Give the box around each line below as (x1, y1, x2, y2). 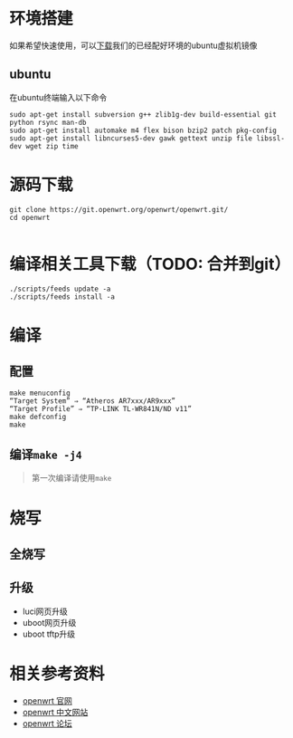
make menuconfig (9, 388, 71, 398)
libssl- (256, 133, 285, 143)
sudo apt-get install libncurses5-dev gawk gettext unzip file (9, 133, 253, 143)
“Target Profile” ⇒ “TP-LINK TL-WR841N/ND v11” (9, 404, 193, 413)
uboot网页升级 (22, 617, 77, 628)
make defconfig (9, 412, 67, 421)
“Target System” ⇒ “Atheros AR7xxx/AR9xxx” (9, 396, 176, 406)
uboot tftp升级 (22, 628, 76, 639)
